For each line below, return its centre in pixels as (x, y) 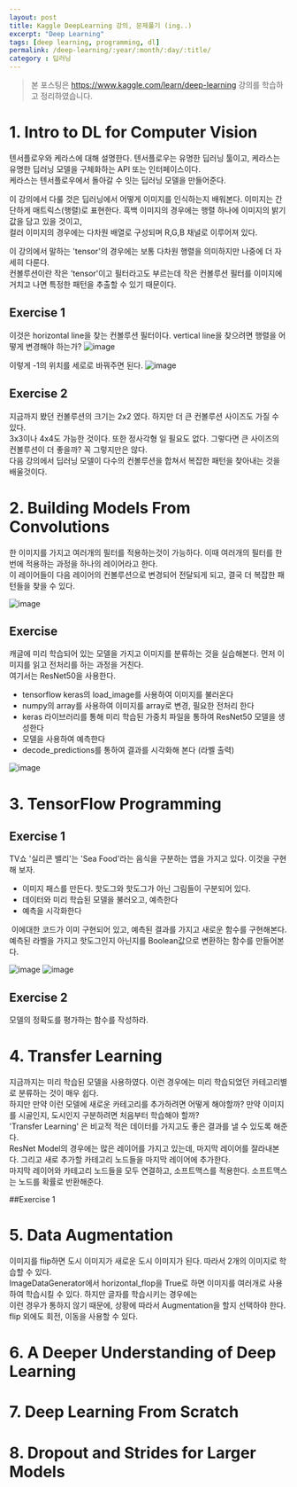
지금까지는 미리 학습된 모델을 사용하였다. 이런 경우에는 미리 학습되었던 (129, 1082)
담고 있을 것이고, (53, 221)
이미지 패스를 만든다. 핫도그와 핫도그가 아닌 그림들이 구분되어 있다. (136, 888)
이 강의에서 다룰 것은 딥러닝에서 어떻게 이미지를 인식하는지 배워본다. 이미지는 (141, 199)
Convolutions (60, 526)
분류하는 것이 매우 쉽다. (58, 1093)
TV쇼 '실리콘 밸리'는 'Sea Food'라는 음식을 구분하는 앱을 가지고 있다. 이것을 (140, 859)
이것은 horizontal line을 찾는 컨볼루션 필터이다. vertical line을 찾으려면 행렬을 (143, 335)
